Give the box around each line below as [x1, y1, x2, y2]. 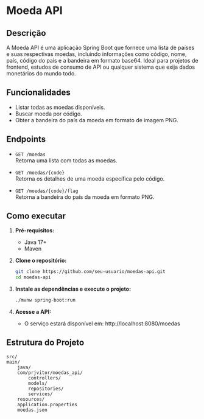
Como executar [6, 211, 66, 221]
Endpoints [6, 134, 46, 145]
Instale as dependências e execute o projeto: [15, 285, 132, 293]
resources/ [17, 396, 45, 402]
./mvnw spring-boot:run [15, 297, 76, 303]
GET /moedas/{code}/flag [15, 188, 79, 194]
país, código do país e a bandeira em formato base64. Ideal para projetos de [6, 57, 199, 64]
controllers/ [28, 375, 62, 381]
